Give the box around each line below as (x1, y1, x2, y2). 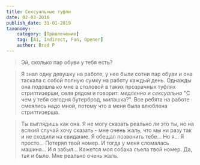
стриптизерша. (20, 109, 60, 116)
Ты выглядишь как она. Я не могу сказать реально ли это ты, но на (20, 120, 194, 127)
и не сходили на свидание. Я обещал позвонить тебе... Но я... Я (20, 133, 184, 140)
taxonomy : (6, 25, 31, 32)
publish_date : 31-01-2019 (6, 20, 71, 26)
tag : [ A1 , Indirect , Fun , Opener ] (17, 37, 103, 43)
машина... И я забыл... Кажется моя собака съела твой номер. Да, (20, 145, 193, 153)
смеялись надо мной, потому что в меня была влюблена (20, 102, 168, 109)
